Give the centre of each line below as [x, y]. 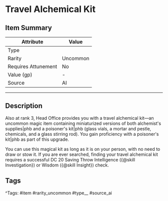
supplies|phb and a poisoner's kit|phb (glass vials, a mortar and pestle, [78, 128]
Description [24, 106]
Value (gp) [20, 75]
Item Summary [29, 28]
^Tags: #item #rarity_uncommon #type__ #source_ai [59, 193]
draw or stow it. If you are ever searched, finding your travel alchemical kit [82, 154]
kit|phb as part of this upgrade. [37, 139]
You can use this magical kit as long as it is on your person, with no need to [83, 149]
